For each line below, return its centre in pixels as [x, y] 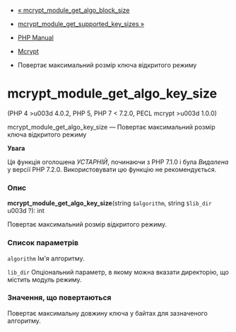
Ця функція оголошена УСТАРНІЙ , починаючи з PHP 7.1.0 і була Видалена [118, 161]
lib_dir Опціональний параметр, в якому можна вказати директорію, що [118, 272]
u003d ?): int [26, 211]
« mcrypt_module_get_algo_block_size [73, 10]
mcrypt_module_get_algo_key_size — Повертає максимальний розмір [111, 127]
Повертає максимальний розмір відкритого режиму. [87, 224]
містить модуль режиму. [45, 280]
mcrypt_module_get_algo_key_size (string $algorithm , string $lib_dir [110, 203]
